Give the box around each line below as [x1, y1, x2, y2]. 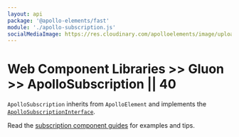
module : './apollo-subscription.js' [7, 24, 116, 31]
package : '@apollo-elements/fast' [7, 17, 110, 24]
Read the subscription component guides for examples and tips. [7, 121, 196, 130]
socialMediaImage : [7, 30, 62, 38]
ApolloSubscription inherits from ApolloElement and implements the [7, 100, 207, 108]
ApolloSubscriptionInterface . [7, 108, 96, 116]
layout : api [7, 10, 43, 18]
